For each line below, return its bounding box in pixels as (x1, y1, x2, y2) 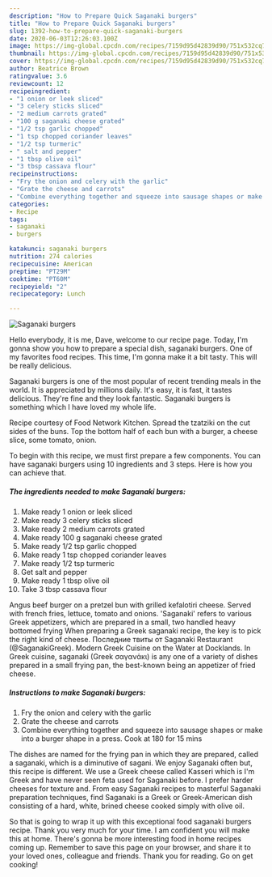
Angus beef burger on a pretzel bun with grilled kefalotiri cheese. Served (9, 600, 252, 610)
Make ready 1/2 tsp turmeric (20, 559, 115, 568)
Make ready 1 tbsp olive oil (20, 576, 110, 585)
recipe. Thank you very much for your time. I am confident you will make (9, 825, 250, 835)
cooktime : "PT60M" (9, 275, 71, 283)
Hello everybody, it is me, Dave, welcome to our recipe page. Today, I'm (9, 335, 249, 345)
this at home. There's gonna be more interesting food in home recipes (9, 834, 241, 844)
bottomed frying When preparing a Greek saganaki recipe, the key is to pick (9, 626, 262, 636)
